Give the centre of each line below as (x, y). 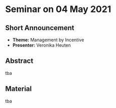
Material (18, 89)
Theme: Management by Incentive (48, 40)
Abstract (19, 61)
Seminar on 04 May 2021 (58, 9)
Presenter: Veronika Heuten (42, 45)
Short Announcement (40, 28)
